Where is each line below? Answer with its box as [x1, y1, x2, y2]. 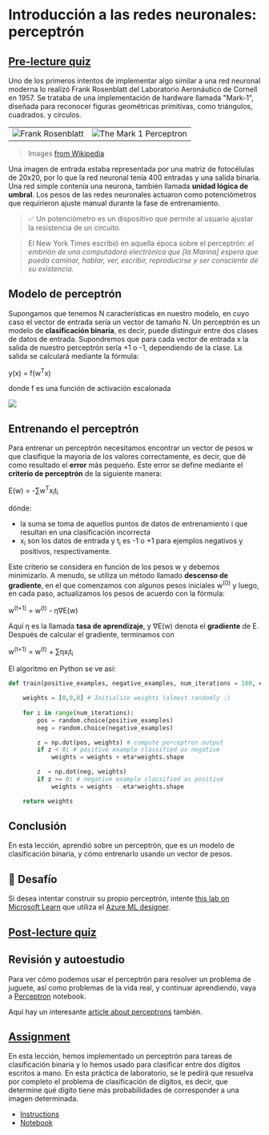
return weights [22, 797, 74, 805]
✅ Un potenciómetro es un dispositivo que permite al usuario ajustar [27, 214, 254, 223]
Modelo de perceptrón [8, 287, 122, 301]
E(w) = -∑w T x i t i [8, 484, 58, 497]
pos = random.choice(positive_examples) [37, 716, 174, 724]
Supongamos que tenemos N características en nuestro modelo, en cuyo [8, 308, 250, 318]
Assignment [8, 1030, 70, 1043]
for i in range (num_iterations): [22, 709, 134, 717]
